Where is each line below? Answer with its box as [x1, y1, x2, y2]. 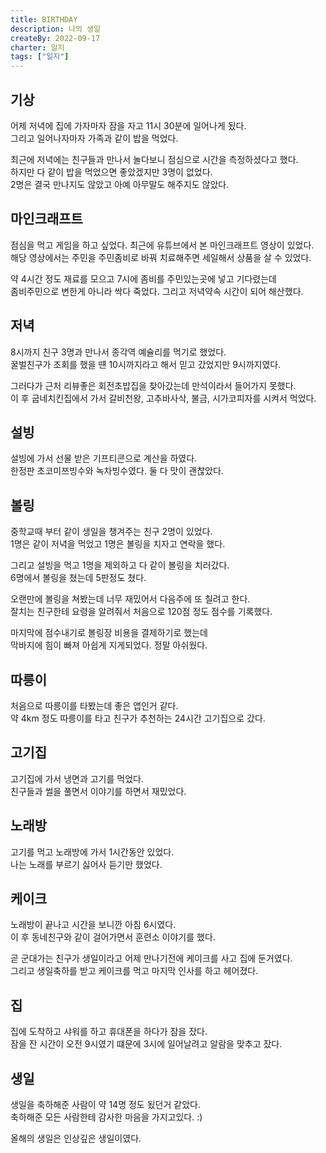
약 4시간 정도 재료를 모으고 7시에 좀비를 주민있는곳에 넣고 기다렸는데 [10, 272, 277, 285]
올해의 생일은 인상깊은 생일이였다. [10, 1132, 142, 1145]
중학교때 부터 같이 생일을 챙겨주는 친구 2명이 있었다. [10, 526, 213, 538]
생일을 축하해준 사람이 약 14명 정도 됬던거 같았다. [10, 1099, 201, 1111]
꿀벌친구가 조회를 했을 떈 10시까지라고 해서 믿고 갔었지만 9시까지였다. [10, 358, 282, 370]
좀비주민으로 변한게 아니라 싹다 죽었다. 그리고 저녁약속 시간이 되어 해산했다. [10, 285, 304, 297]
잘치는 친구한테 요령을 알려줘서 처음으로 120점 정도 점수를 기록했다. [10, 606, 273, 618]
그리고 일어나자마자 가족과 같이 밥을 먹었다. [10, 132, 179, 144]
